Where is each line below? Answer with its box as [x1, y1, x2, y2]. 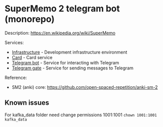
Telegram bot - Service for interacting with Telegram [11, 60, 119, 65]
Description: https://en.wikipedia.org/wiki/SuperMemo [4, 30, 116, 36]
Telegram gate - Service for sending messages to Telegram [11, 65, 134, 71]
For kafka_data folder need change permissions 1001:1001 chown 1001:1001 [4, 112, 157, 118]
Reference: [4, 74, 27, 80]
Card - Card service [11, 54, 53, 60]
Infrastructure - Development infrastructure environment [11, 49, 127, 55]
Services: [4, 39, 24, 45]
